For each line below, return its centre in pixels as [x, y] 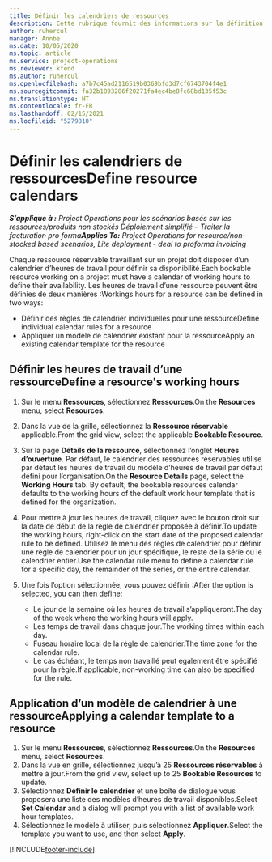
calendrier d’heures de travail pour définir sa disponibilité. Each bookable [130, 268]
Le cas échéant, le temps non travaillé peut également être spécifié [145, 660]
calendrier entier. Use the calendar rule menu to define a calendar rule [137, 560]
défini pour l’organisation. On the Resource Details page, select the [132, 476]
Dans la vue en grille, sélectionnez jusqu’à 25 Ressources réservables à [142, 765]
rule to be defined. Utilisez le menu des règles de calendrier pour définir [141, 543]
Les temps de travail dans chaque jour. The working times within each [149, 626]
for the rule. [53, 677]
